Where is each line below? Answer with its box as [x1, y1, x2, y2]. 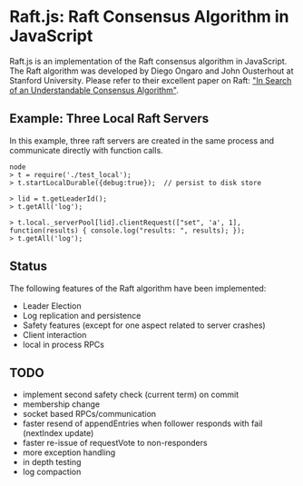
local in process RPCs [22, 339, 104, 350]
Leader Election [22, 300, 82, 311]
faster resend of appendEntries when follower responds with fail [22, 418, 263, 429]
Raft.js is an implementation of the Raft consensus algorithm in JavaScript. [9, 55, 288, 66]
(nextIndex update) [22, 428, 94, 439]
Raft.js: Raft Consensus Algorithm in [9, 6, 289, 27]
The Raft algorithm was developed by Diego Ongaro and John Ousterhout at [9, 65, 294, 76]
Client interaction [22, 329, 87, 340]
